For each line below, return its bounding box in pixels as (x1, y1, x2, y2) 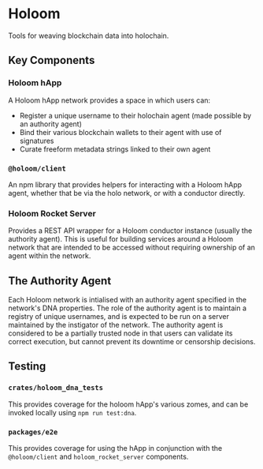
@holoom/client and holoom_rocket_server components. (8, 452, 189, 462)
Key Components (8, 54, 95, 67)
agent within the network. (8, 251, 91, 261)
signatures (19, 136, 54, 145)
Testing (8, 360, 46, 373)
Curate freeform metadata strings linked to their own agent (19, 144, 211, 154)
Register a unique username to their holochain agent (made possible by (19, 111, 252, 120)
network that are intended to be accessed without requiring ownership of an (8, 242, 256, 253)
